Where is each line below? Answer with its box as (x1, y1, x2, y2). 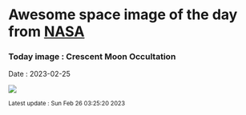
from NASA (8, 22, 85, 41)
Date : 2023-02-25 (8, 69, 71, 79)
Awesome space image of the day (8, 6, 238, 24)
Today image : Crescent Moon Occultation (8, 51, 176, 62)
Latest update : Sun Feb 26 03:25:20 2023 (8, 100, 126, 108)
